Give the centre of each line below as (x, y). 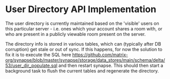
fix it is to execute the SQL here (38, 55)
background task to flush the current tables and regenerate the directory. (82, 71)
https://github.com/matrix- (100, 55)
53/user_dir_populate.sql (31, 65)
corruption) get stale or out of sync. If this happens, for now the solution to (84, 49)
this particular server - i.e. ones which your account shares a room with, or (84, 28)
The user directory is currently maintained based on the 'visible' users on (82, 23)
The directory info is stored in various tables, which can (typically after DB (83, 44)
